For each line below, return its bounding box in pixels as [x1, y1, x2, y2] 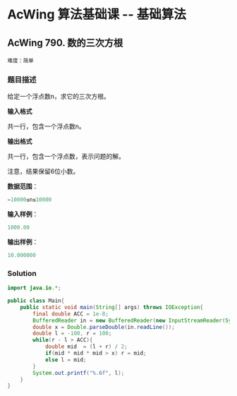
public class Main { [7, 297, 65, 304]
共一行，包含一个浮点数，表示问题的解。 [7, 152, 125, 161]
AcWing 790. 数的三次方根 [7, 37, 123, 49]
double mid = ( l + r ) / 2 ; [44, 343, 128, 350]
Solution [7, 268, 37, 278]
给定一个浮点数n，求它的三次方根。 [7, 92, 111, 101]
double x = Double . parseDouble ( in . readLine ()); [32, 323, 175, 330]
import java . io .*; [7, 284, 61, 292]
